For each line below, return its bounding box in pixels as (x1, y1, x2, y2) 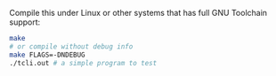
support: (9, 17, 41, 27)
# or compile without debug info (9, 42, 134, 51)
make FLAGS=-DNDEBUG (9, 50, 86, 59)
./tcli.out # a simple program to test (9, 58, 158, 67)
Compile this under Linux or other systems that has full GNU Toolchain (9, 8, 268, 18)
